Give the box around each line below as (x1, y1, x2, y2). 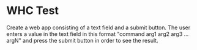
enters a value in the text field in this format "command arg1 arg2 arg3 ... (6, 30, 189, 37)
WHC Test (6, 4, 59, 18)
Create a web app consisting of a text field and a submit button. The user (6, 24, 191, 31)
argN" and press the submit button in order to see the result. (6, 37, 158, 44)
